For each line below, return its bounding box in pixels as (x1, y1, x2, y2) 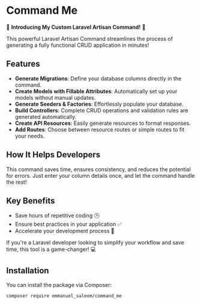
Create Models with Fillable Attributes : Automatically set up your (14, 88, 178, 95)
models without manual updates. (14, 94, 96, 101)
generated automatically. (14, 113, 77, 120)
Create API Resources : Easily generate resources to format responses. (14, 119, 191, 127)
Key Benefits (6, 196, 55, 206)
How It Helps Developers (6, 149, 101, 160)
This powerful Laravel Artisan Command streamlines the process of (6, 35, 173, 42)
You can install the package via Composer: (6, 282, 112, 289)
